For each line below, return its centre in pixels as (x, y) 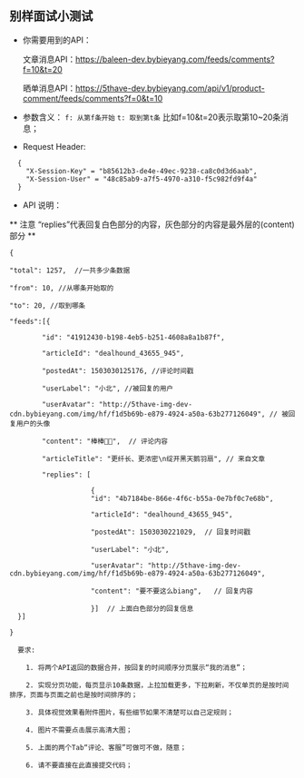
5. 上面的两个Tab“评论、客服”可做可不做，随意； (106, 747)
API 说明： (42, 205)
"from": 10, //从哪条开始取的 (62, 288)
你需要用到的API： (57, 40)
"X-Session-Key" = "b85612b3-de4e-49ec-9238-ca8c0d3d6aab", (142, 171)
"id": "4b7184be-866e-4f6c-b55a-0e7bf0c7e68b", (182, 498)
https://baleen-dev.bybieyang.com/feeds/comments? (175, 59)
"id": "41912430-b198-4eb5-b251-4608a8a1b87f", (133, 337)
